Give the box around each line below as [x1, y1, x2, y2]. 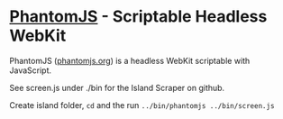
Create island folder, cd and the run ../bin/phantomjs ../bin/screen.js [9, 99, 275, 110]
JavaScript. [9, 65, 52, 76]
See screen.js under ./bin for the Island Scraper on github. [9, 82, 225, 93]
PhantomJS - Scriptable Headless [9, 6, 268, 27]
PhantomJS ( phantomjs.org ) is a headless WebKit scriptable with [9, 55, 251, 66]
